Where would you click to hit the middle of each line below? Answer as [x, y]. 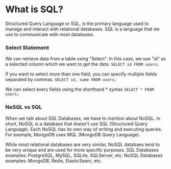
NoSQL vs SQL [24, 107]
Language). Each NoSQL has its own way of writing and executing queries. [84, 129]
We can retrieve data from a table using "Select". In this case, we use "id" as [86, 59]
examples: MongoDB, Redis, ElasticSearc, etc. [54, 161]
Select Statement [27, 47]
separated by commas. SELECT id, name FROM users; [61, 80]
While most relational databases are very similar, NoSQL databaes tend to [83, 144]
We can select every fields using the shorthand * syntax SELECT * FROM [80, 89]
